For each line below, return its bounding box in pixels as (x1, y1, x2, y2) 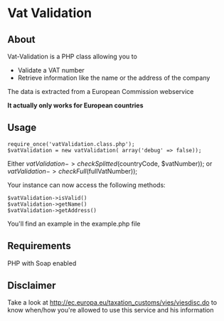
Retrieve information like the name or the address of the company (17, 73, 210, 82)
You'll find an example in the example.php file (7, 219, 141, 228)
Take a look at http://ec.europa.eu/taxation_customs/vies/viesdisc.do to (7, 298, 218, 307)
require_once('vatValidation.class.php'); (7, 140, 135, 147)
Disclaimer (7, 280, 56, 292)
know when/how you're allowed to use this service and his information (7, 306, 215, 315)
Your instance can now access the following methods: (7, 180, 166, 189)
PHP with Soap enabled (7, 258, 77, 268)
